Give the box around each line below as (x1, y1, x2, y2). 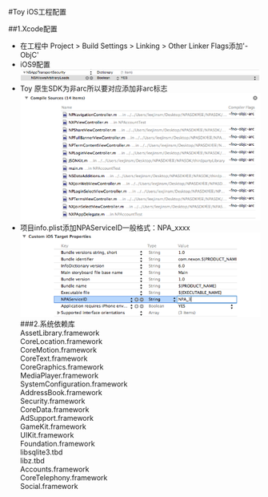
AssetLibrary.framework (19, 328, 100, 338)
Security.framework (19, 396, 86, 406)
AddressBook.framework (19, 388, 102, 398)
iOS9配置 (19, 59, 50, 69)
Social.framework (19, 482, 78, 491)
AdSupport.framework (19, 414, 94, 423)
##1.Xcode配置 (8, 24, 58, 34)
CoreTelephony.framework (19, 473, 108, 483)
